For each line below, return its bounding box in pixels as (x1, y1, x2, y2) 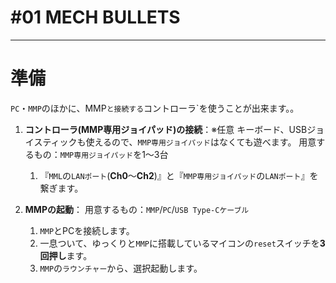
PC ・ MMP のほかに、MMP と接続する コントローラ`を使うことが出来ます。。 (10, 102, 300, 114)
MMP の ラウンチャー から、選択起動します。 (39, 262, 203, 274)
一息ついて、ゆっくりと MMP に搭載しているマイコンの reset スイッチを (39, 237, 320, 249)
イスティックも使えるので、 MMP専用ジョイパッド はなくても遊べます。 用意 (24, 136, 317, 148)
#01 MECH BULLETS (10, 6, 181, 29)
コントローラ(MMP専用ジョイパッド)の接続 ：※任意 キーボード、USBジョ (24, 123, 325, 135)
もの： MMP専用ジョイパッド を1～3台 (33, 148, 169, 160)
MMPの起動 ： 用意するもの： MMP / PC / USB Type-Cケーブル (24, 203, 250, 215)
